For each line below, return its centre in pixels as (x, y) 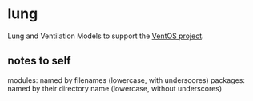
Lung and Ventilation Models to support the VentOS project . (106, 36)
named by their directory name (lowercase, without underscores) (115, 88)
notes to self (39, 61)
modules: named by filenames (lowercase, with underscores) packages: (127, 80)
